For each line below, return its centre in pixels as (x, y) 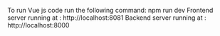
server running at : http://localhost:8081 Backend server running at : (107, 18)
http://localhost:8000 (38, 25)
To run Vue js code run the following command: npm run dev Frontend (110, 10)
